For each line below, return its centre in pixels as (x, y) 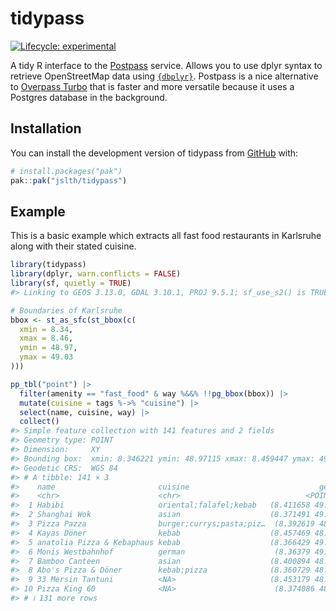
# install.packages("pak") (66, 171)
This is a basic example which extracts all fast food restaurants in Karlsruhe (166, 236)
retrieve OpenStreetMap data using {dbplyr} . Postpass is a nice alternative (164, 76)
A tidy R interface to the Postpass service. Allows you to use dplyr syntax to (166, 65)
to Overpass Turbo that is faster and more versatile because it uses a (152, 86)
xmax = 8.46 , (46, 338)
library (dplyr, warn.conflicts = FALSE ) (96, 274)
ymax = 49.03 (46, 357)
